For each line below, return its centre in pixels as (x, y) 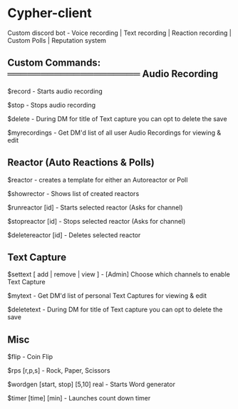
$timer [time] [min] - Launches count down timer (79, 398)
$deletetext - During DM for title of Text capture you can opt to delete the (115, 310)
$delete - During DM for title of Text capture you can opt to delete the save (117, 118)
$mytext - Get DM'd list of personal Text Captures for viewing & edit (107, 296)
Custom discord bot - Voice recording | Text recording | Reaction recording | (119, 33)
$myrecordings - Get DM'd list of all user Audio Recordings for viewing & (114, 133)
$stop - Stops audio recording (52, 105)
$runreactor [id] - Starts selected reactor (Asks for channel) (95, 207)
